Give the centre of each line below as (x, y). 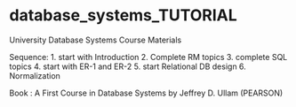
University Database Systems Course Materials (96, 40)
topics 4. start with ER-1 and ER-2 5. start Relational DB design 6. (128, 66)
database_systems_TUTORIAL (123, 15)
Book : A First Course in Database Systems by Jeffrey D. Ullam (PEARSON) (146, 93)
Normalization (35, 75)
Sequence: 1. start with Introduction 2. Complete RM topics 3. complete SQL (148, 57)
